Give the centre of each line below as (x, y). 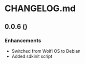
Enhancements (23, 41)
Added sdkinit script (32, 56)
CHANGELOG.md (40, 9)
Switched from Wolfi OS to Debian (46, 51)
